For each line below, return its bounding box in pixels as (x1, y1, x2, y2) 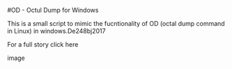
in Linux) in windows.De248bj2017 (7, 27, 106, 35)
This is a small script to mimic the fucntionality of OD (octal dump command (7, 20, 225, 27)
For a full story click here (7, 40, 79, 48)
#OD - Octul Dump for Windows (7, 6, 99, 14)
